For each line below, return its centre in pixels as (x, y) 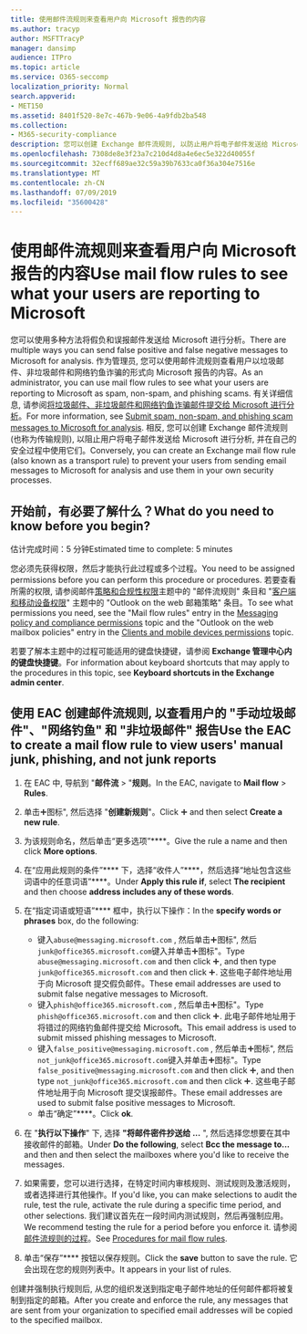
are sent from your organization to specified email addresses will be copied (152, 1310)
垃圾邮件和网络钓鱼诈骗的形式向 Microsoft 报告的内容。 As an (148, 372)
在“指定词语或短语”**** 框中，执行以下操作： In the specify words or (152, 910)
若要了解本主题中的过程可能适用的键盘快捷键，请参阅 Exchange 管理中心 (148, 651)
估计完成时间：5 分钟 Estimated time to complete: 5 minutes (122, 549)
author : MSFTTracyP (47, 38)
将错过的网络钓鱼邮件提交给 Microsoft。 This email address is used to (167, 1027)
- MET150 (27, 106)
